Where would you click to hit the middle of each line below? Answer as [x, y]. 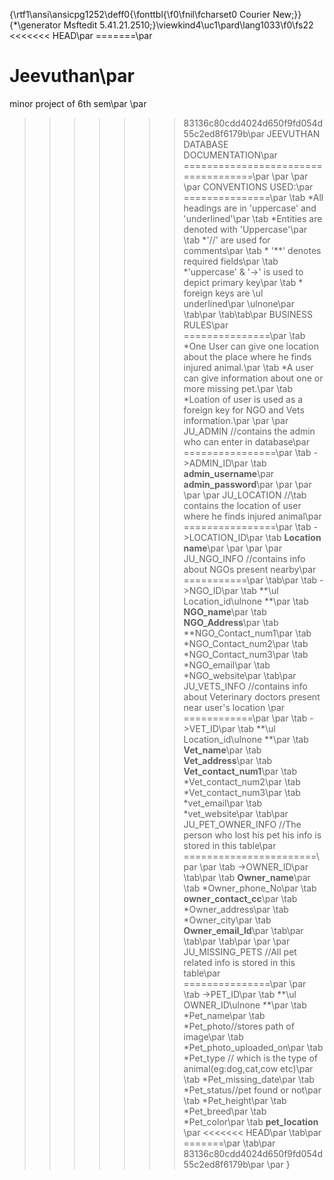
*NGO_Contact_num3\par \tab [246, 654]
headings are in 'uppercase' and [250, 208]
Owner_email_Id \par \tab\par [243, 930]
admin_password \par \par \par [247, 484]
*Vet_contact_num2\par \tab [242, 781]
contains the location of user [242, 505]
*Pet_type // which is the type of [251, 1058]
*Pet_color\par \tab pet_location [251, 1121]
